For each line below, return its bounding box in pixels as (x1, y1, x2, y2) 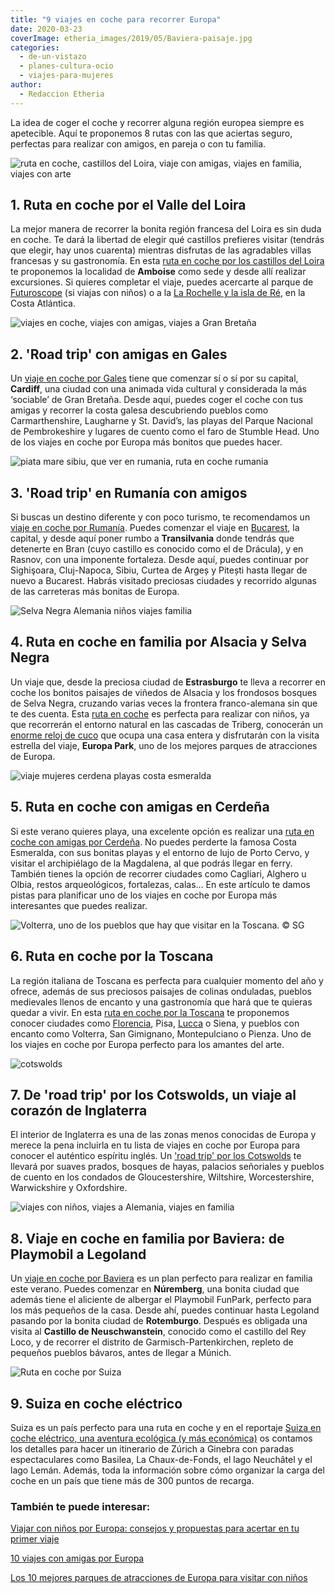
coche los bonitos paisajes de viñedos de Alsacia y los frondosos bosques (10, 686, 318, 698)
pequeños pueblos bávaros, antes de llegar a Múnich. (10, 1347, 232, 1359)
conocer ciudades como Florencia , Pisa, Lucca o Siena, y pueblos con (10, 1017, 300, 1029)
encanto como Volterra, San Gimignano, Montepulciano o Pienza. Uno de (10, 1027, 312, 1040)
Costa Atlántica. (10, 297, 76, 310)
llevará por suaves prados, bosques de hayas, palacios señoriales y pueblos (10, 1161, 325, 1173)
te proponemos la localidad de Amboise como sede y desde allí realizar (10, 266, 307, 278)
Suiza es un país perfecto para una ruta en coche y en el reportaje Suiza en (10, 1421, 322, 1433)
